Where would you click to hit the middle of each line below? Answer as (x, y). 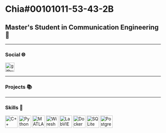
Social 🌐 (15, 54)
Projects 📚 (19, 87)
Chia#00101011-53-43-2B (60, 9)
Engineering (140, 27)
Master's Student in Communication (62, 27)
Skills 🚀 (14, 107)
